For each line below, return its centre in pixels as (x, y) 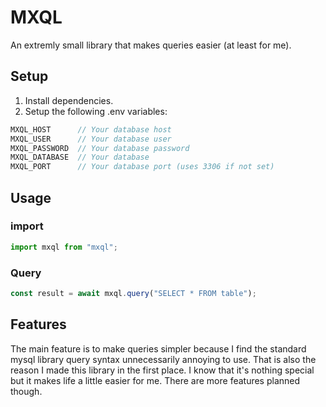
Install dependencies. (69, 100)
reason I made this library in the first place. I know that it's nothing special (162, 370)
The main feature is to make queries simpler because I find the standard (158, 348)
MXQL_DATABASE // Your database (80, 157)
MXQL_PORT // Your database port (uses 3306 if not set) (142, 167)
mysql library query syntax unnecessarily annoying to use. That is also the (163, 359)
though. (26, 391)
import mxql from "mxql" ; (64, 247)
